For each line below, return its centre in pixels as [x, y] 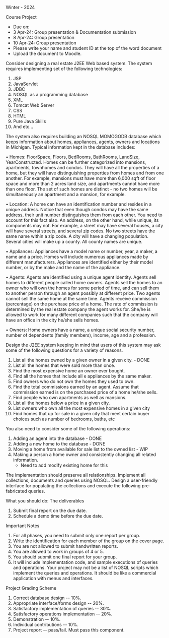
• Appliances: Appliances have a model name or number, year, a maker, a [82, 251]
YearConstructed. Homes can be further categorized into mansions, [76, 162]
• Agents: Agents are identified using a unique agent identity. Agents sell [81, 277]
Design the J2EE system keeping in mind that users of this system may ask [83, 345]
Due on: [21, 27]
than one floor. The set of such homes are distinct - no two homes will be [81, 189]
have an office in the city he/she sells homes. [53, 320]
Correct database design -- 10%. [47, 598]
